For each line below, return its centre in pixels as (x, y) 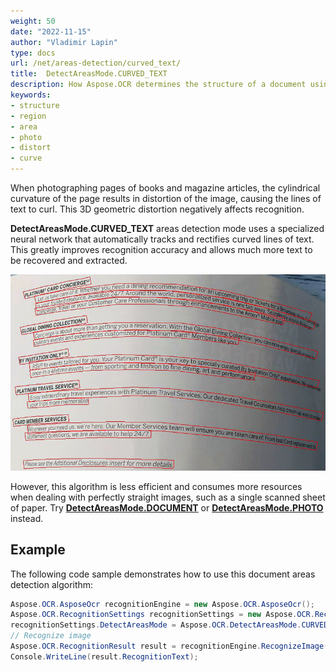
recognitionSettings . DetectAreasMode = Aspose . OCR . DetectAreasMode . (156, 625)
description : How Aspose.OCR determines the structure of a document (158, 85)
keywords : (31, 95)
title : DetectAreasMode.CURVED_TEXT (89, 74)
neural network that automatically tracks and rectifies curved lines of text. (162, 239)
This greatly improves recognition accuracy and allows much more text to (161, 249)
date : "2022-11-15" (51, 31)
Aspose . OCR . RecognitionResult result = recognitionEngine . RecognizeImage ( (169, 646)
